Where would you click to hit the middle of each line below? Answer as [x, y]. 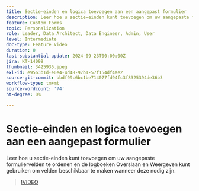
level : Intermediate [32, 39]
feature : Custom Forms [34, 23]
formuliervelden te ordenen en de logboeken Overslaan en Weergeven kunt [98, 164]
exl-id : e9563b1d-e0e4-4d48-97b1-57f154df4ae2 [65, 72]
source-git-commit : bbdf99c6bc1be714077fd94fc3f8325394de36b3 [84, 78]
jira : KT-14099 [25, 61]
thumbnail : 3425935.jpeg [37, 67]
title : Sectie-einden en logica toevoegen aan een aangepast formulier [96, 12]
